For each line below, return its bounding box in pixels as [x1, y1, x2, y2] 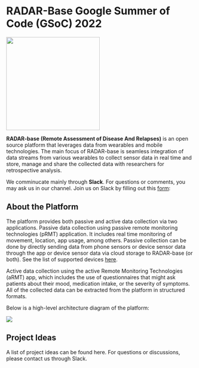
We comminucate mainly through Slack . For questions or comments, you [6, 178, 186, 185]
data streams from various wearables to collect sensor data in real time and [6, 154, 192, 161]
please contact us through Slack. [6, 355, 88, 362]
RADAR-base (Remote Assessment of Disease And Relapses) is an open [6, 135, 189, 142]
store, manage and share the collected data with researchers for [6, 160, 164, 168]
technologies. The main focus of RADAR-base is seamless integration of [6, 147, 184, 154]
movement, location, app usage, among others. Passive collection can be [6, 237, 186, 244]
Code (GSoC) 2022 [6, 17, 102, 30]
